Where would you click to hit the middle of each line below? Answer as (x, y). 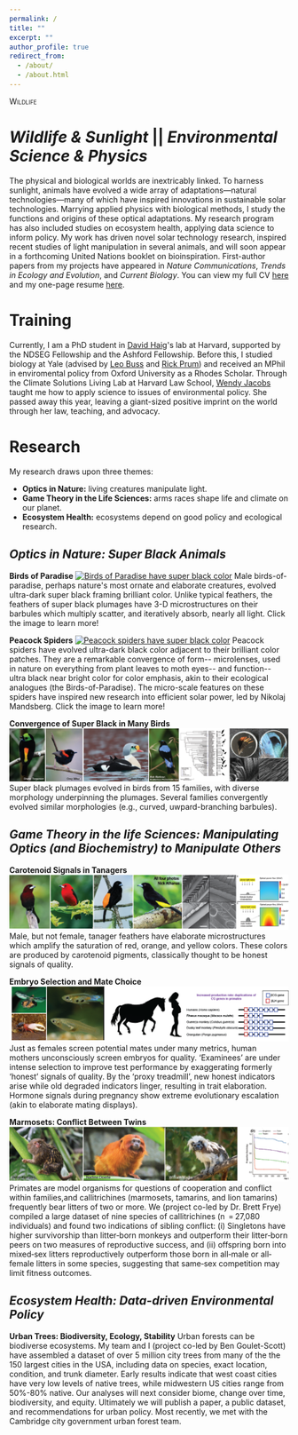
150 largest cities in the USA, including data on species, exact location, (138, 1364)
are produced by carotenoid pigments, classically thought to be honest (138, 955)
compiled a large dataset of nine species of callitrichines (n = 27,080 (134, 1217)
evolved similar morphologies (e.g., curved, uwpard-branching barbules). (143, 806)
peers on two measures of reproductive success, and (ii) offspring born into (148, 1245)
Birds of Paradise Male (131, 575)
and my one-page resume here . (67, 284)
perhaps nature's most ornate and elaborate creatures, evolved (161, 585)
